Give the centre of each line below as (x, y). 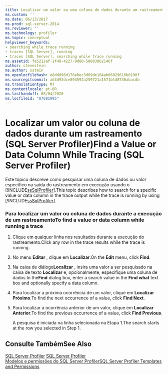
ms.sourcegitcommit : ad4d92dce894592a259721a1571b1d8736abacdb (72, 80)
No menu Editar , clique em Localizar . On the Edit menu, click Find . (81, 257)
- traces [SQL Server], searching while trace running (63, 56)
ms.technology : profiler (31, 33)
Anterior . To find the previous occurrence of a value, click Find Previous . (87, 313)
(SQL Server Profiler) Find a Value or (81, 144)
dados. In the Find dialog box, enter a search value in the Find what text (85, 278)
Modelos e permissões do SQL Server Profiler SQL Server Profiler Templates (83, 361)
